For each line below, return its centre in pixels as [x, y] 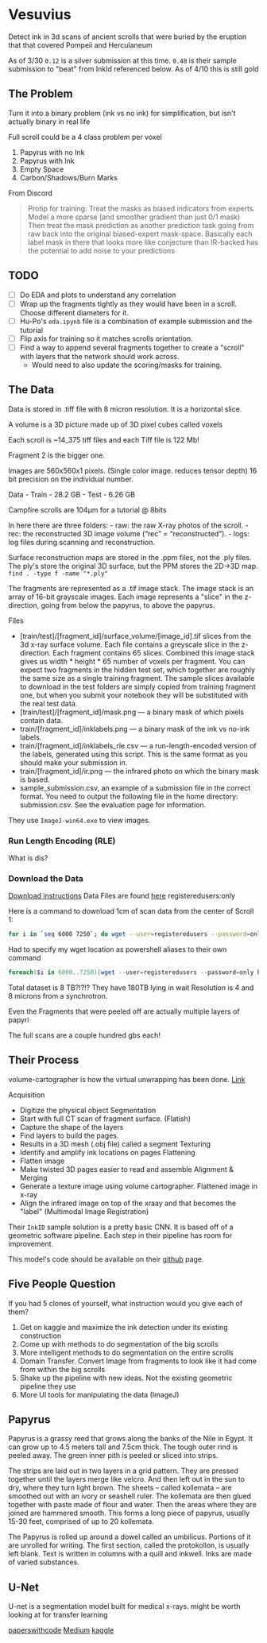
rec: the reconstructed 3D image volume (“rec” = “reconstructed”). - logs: [129, 533]
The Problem [41, 94]
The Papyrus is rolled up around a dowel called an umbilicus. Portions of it [130, 1537]
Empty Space [42, 169]
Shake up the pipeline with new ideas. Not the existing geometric [126, 1378]
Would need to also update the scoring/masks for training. [127, 365]
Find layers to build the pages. [69, 1135]
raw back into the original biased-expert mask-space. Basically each [140, 234]
